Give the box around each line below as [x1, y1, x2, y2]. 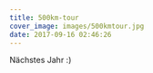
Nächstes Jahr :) [9, 55, 72, 66]
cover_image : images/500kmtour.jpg [9, 22, 145, 31]
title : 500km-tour [9, 13, 79, 23]
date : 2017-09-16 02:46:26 [9, 30, 112, 39]
